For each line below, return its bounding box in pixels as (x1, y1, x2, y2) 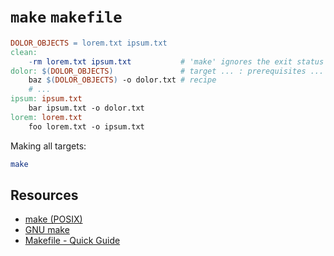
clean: (10, 47, 38, 57)
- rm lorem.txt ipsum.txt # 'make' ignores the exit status (28, 56, 325, 67)
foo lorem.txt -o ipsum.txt (28, 121, 145, 132)
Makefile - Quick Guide (24, 235, 121, 247)
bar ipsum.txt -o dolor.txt (28, 103, 145, 114)
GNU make (24, 224, 70, 236)
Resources (10, 186, 79, 204)
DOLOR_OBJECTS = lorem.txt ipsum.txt (10, 38, 168, 48)
